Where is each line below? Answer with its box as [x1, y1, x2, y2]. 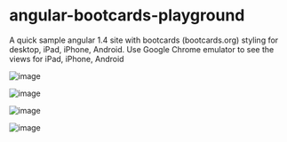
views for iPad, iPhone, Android [9, 53, 124, 64]
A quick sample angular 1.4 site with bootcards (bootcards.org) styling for [9, 35, 279, 45]
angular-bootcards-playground [9, 5, 245, 26]
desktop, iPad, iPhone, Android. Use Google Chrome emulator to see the [9, 43, 275, 54]
